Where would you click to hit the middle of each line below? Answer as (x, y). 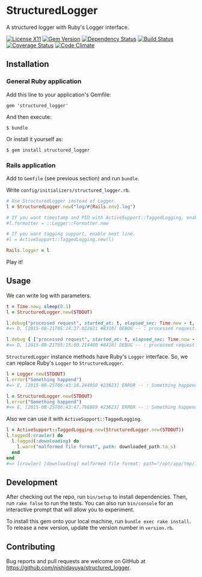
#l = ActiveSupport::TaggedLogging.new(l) (60, 240)
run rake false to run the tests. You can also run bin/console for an (90, 503)
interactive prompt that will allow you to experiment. (70, 509)
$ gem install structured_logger (48, 150)
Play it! (14, 262)
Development (32, 482)
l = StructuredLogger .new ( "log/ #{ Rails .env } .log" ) (71, 207)
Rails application (31, 165)
